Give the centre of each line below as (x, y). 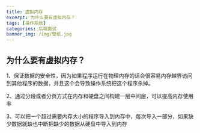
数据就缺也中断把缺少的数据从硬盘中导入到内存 (69, 123)
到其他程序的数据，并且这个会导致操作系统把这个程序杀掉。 (80, 83)
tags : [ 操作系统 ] (26, 23)
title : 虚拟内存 (25, 12)
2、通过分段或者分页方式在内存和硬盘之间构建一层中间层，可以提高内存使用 (100, 96)
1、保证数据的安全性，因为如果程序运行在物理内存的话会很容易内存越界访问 (99, 75)
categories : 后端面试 (32, 29)
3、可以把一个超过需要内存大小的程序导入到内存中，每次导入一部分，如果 (97, 116)
